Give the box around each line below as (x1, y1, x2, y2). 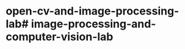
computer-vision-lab (5, 30, 114, 44)
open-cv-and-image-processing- (5, 4, 180, 18)
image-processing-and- (31, 17, 156, 31)
